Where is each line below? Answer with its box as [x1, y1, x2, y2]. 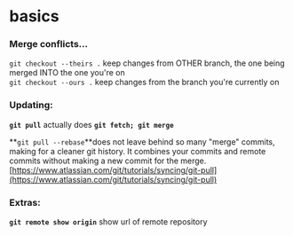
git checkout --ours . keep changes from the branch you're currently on [9, 77, 280, 88]
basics [9, 6, 59, 27]
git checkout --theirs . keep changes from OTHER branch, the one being [9, 58, 286, 68]
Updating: [9, 99, 53, 112]
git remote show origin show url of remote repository [9, 216, 208, 227]
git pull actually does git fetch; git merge [9, 119, 175, 130]
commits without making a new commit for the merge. [9, 155, 207, 166]
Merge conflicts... [9, 38, 89, 51]
